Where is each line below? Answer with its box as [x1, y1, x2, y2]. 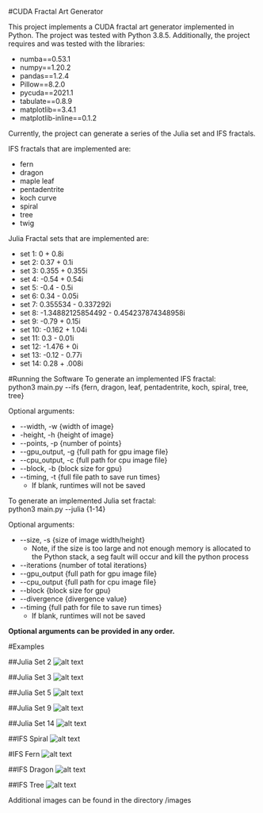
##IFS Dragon [8, 765, 54, 774]
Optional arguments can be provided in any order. [8, 627, 175, 635]
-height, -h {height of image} [19, 430, 114, 439]
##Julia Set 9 [8, 704, 51, 712]
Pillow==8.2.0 [19, 79, 66, 89]
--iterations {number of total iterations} [19, 561, 147, 569]
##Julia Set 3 [8, 673, 51, 681]
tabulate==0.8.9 [19, 97, 73, 105]
